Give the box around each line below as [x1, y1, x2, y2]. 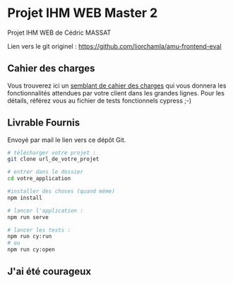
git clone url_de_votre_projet [7, 155, 100, 163]
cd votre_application [7, 175, 71, 182]
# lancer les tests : [7, 226, 71, 234]
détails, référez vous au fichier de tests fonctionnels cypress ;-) [7, 96, 192, 105]
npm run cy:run [7, 233, 52, 240]
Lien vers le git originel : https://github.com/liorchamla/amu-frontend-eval [7, 42, 222, 50]
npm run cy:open [7, 246, 55, 254]
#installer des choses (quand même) [7, 188, 115, 195]
